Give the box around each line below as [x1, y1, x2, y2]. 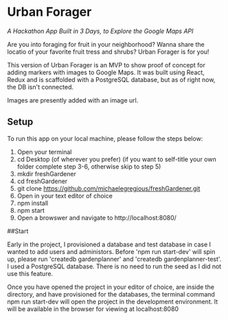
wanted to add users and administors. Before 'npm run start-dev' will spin [7, 247, 216, 255]
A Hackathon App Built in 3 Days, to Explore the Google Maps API [7, 27, 194, 35]
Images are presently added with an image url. [7, 96, 139, 104]
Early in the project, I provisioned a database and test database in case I [7, 240, 212, 248]
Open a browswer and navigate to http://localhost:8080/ [16, 213, 177, 222]
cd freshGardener [16, 177, 68, 185]
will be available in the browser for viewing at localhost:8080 [7, 304, 179, 313]
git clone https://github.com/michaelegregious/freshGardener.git [16, 184, 201, 193]
